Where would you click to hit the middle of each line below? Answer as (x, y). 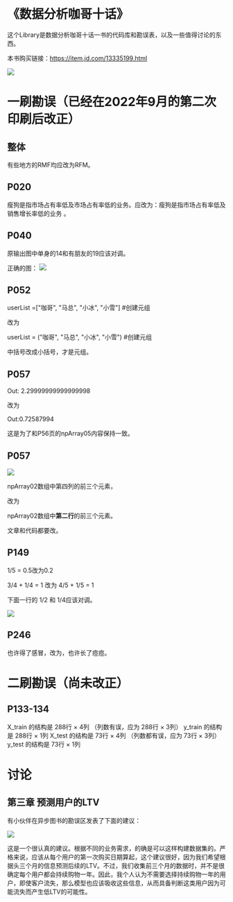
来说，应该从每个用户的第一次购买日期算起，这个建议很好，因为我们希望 (116, 857)
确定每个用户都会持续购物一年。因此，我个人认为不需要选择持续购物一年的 (113, 874)
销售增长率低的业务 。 (38, 213)
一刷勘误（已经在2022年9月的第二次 (112, 102)
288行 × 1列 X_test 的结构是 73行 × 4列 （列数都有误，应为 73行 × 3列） (118, 735)
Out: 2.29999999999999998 (49, 391)
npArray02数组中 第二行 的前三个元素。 (62, 516)
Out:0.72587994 (31, 419)
